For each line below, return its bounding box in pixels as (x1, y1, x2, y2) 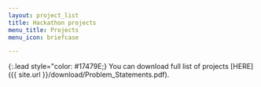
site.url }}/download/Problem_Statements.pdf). (18, 70, 170, 79)
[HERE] (230, 62, 254, 71)
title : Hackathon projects (8, 19, 97, 27)
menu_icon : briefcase (8, 33, 79, 42)
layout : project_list (8, 11, 79, 20)
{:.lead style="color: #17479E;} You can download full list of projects (8, 62, 230, 71)
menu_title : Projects (8, 26, 79, 34)
